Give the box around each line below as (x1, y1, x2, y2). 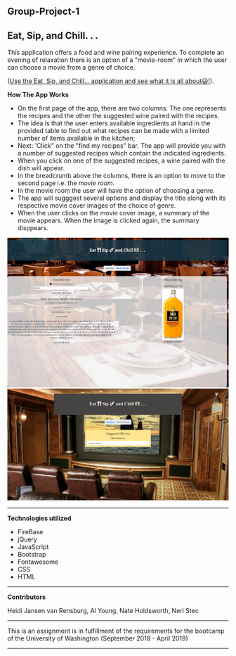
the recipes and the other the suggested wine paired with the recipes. (17, 112, 220, 120)
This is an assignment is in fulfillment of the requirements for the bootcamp (7, 626, 225, 635)
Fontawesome (17, 557, 59, 566)
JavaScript (17, 542, 49, 551)
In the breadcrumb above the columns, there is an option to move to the (17, 172, 225, 180)
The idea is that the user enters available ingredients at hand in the (17, 119, 211, 127)
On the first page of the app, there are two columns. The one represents (17, 104, 227, 113)
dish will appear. (17, 164, 65, 172)
